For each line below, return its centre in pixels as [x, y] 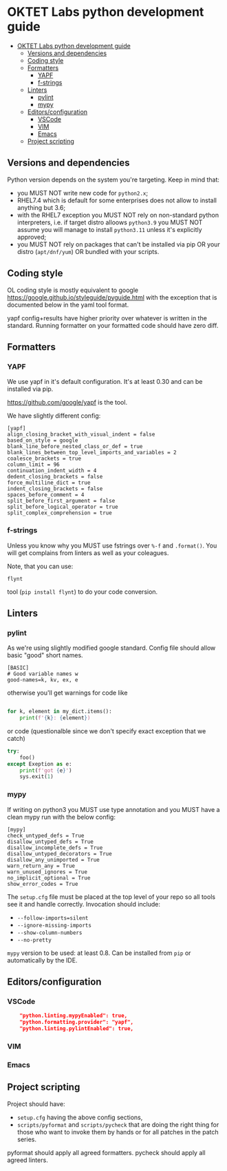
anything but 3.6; [41, 207]
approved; [32, 237]
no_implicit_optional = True [49, 878]
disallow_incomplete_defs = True [55, 848]
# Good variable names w [43, 674]
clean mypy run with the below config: [61, 817]
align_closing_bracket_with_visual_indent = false [81, 435]
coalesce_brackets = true [44, 459]
